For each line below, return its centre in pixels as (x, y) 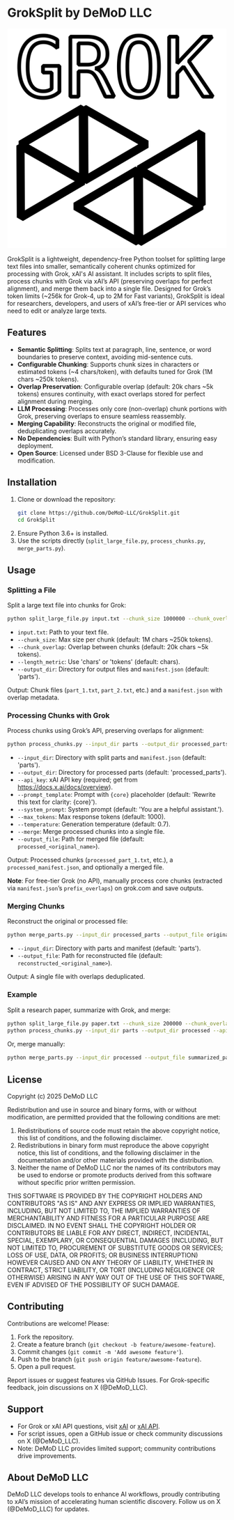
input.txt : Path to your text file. (63, 632)
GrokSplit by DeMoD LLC (80, 13)
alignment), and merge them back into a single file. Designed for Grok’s (109, 288)
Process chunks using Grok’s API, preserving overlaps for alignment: (106, 731)
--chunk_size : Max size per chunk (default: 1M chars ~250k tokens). (115, 639)
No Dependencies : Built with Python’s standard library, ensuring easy (117, 438)
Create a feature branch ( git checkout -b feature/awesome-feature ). (116, 1344)
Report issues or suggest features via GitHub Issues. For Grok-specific (109, 1380)
